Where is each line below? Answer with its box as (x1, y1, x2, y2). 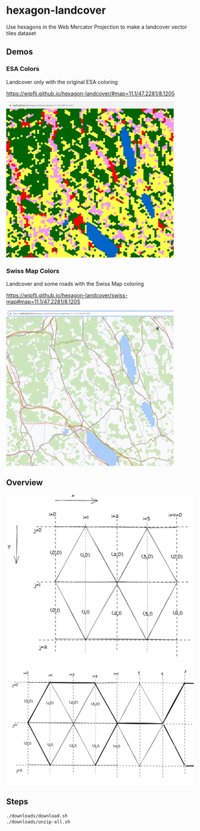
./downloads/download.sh (6, 813, 68, 819)
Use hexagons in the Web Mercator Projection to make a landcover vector (6, 23, 187, 30)
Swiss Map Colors (6, 266, 60, 275)
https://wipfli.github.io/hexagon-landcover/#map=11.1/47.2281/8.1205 (6, 90, 175, 97)
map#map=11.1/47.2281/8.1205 (6, 298, 80, 306)
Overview (6, 478, 43, 488)
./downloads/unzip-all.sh (6, 819, 70, 825)
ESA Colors (6, 65, 40, 73)
